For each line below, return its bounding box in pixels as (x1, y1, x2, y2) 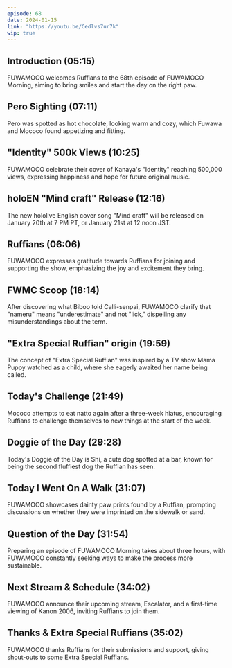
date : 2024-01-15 (7, 17, 57, 24)
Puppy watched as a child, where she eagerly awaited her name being (7, 363, 208, 371)
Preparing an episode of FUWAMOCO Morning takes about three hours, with (7, 547, 226, 555)
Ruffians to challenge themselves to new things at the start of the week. (7, 416, 212, 425)
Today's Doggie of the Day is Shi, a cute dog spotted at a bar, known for (7, 455, 213, 463)
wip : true (7, 29, 36, 37)
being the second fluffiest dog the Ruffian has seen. (7, 462, 156, 471)
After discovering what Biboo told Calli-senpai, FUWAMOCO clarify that (7, 303, 211, 311)
